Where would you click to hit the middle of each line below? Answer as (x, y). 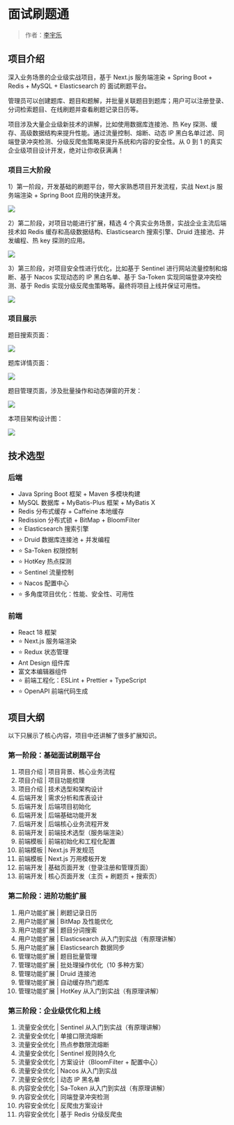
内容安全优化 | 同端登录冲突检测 (64, 1097)
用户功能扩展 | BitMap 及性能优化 (65, 921)
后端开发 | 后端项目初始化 (54, 807)
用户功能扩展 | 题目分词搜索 (57, 930)
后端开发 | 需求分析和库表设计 (61, 798)
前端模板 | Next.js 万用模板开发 (62, 859)
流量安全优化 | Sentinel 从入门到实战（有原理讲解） (91, 1027)
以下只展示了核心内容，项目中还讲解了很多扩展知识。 (84, 736)
